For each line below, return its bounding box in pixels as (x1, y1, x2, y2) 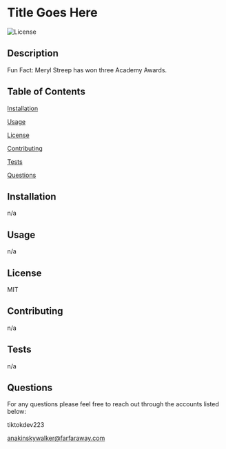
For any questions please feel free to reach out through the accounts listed (7, 400, 219, 408)
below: (7, 408, 26, 416)
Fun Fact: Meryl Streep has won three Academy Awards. (7, 65, 167, 74)
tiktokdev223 (7, 421, 45, 429)
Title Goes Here (7, 5, 98, 21)
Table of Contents (7, 86, 86, 98)
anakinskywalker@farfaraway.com (7, 434, 105, 442)
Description (7, 48, 59, 59)
